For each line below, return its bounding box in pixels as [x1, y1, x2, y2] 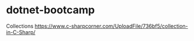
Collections [6, 23, 34, 29]
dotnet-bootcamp [6, 3, 96, 17]
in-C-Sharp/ [6, 28, 35, 35]
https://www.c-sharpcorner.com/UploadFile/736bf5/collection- [34, 23, 189, 29]
